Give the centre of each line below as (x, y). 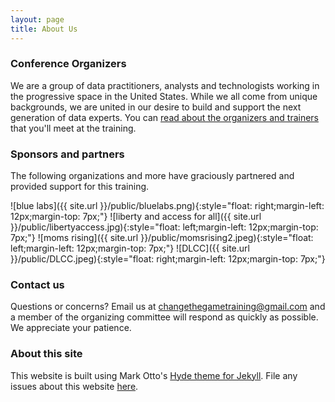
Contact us (37, 285)
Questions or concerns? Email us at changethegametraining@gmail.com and (168, 307)
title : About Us (44, 29)
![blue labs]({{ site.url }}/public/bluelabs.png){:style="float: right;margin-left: (167, 206)
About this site (46, 354)
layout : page (37, 19)
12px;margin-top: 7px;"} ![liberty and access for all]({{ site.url (136, 217)
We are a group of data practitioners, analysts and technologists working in (165, 85)
